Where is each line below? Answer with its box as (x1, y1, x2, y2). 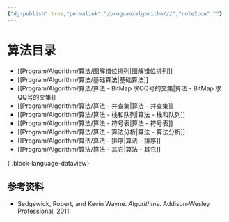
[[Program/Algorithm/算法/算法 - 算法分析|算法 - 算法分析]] (17, 127, 186, 136)
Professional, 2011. (17, 207, 71, 216)
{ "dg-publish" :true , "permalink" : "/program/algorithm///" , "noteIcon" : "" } (7, 10, 223, 17)
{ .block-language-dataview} (7, 159, 90, 167)
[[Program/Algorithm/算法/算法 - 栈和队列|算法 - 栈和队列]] (17, 110, 186, 118)
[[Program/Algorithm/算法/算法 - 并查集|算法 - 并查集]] (17, 102, 173, 110)
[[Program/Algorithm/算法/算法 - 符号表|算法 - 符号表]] (17, 119, 173, 127)
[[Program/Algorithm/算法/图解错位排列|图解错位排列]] (17, 67, 173, 75)
